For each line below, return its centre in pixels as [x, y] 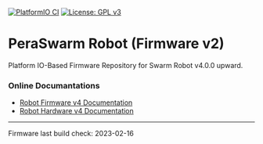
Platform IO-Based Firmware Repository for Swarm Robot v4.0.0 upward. [126, 65]
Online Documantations [54, 85]
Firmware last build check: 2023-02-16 [71, 134]
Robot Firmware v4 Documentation [76, 103]
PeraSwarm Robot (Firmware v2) [116, 44]
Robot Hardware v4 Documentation [77, 111]
